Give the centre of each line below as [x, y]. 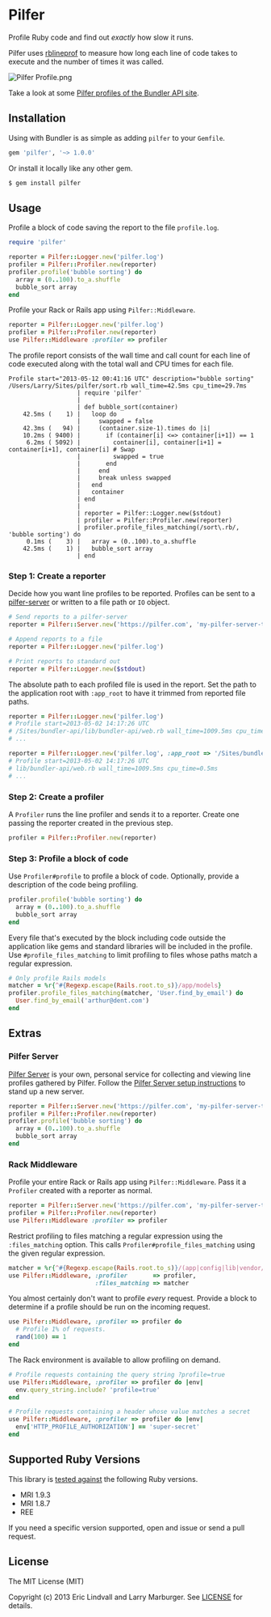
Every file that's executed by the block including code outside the [117, 938]
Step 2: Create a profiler [56, 797]
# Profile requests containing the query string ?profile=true [117, 1374]
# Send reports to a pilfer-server [68, 617]
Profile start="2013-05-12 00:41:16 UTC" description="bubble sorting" [131, 379]
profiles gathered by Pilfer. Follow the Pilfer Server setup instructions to [127, 1082]
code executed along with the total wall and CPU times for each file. [121, 364]
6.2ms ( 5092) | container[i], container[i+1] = [124, 442]
